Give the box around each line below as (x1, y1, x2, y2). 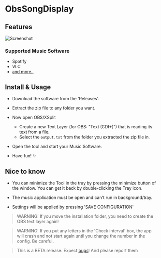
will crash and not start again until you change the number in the (16, 233, 146, 239)
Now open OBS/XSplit (12, 115, 56, 121)
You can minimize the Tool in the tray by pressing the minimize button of (12, 180, 156, 186)
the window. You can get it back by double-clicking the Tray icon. (12, 185, 143, 191)
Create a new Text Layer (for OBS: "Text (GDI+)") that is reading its (19, 124, 153, 130)
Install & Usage (5, 83, 51, 91)
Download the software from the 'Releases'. (12, 96, 100, 102)
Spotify (12, 59, 27, 64)
